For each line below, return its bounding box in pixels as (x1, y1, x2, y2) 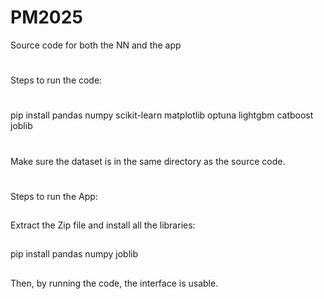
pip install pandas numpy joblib (10, 248, 138, 260)
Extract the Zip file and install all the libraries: (10, 219, 196, 231)
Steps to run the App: (10, 190, 98, 202)
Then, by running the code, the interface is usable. (10, 277, 219, 289)
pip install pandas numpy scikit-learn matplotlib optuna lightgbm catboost (10, 109, 314, 121)
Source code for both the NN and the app (10, 39, 182, 51)
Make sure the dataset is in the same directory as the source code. (10, 155, 286, 167)
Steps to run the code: (10, 74, 103, 86)
